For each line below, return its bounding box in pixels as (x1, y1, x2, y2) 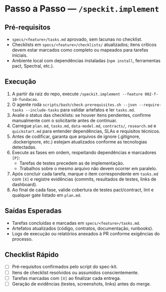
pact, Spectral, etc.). (11, 63, 54, 69)
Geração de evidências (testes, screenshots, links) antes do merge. (11, 280, 151, 286)
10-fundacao (11, 97, 37, 102)
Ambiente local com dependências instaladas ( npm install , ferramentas (11, 58, 161, 63)
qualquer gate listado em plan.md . (11, 192, 82, 198)
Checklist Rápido (4, 250, 59, 259)
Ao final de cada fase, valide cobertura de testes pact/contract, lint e (11, 187, 154, 193)
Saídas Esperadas (4, 207, 62, 215)
